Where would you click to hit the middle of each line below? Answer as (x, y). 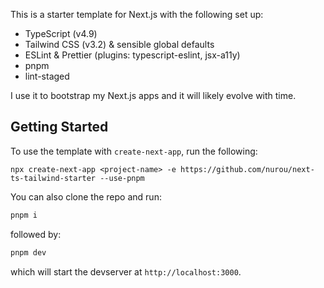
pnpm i (24, 215)
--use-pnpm (122, 178)
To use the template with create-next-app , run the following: (134, 151)
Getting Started (59, 127)
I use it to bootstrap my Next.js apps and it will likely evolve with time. (153, 95)
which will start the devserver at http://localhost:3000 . (126, 271)
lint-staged (47, 76)
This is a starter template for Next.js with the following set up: (137, 14)
